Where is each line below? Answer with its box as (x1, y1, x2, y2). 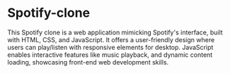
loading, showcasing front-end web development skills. (7, 58, 169, 66)
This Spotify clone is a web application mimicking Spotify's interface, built (7, 28, 223, 36)
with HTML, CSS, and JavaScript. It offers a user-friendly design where (7, 35, 215, 44)
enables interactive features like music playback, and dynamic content (7, 51, 213, 59)
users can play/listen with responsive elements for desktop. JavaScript (7, 43, 214, 51)
